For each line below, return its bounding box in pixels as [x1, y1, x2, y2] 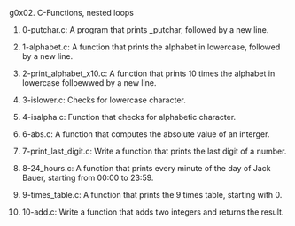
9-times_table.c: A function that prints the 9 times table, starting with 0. [21, 190, 283, 200]
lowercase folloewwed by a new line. [21, 78, 157, 87]
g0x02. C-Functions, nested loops [9, 8, 135, 18]
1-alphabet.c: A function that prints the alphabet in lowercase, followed [21, 41, 281, 52]
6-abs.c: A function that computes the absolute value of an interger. [21, 129, 270, 139]
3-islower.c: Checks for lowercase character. [21, 94, 186, 105]
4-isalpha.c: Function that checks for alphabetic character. [21, 112, 237, 122]
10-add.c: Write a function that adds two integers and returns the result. [21, 207, 284, 217]
